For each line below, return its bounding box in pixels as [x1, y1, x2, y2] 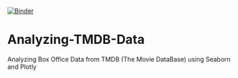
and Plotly [7, 62, 37, 71]
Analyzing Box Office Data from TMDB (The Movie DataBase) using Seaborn [7, 55, 231, 63]
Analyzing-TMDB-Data [7, 32, 145, 48]
